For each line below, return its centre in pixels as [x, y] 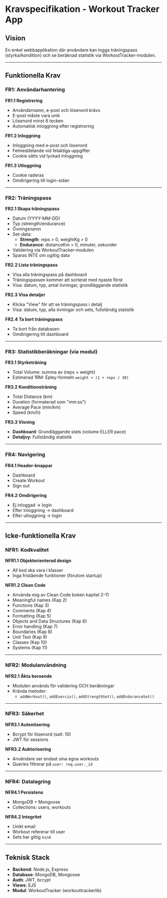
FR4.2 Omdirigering [26, 495]
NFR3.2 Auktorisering [28, 749]
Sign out [21, 486]
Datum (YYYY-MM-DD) [36, 218]
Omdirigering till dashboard [40, 334]
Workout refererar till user [39, 832]
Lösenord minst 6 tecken [38, 121]
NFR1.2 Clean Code [25, 585]
